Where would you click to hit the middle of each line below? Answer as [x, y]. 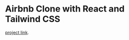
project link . [17, 32]
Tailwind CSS [33, 19]
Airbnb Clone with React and [65, 9]
